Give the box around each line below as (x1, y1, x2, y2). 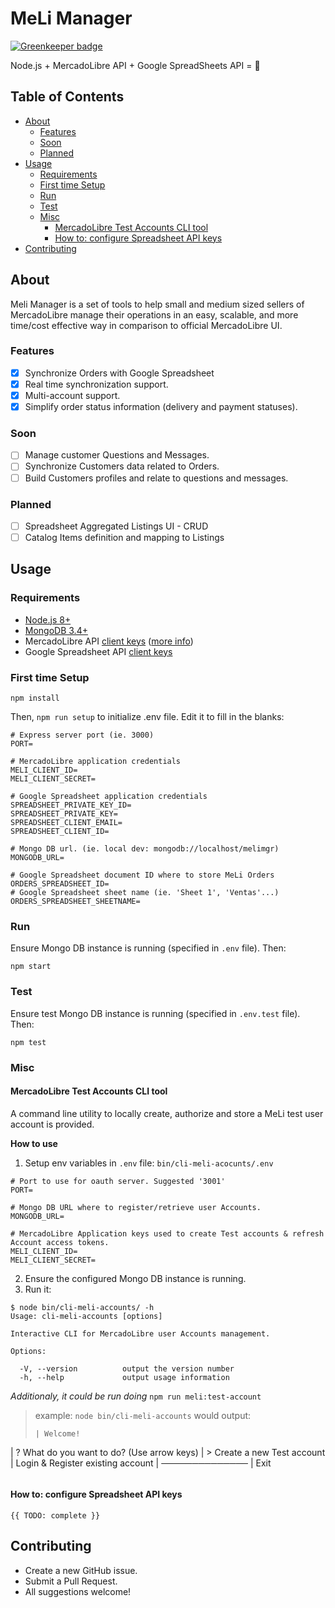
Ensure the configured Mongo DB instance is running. (24, 1272, 247, 1284)
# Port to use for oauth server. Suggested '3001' (10, 1176, 226, 1186)
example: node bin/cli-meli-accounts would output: (34, 1409, 252, 1421)
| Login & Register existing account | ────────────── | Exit (10, 1457, 272, 1469)
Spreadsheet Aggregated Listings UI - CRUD (24, 520, 209, 532)
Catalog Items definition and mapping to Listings (24, 531, 225, 543)
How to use (10, 1137, 58, 1149)
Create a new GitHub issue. (24, 1564, 138, 1576)
